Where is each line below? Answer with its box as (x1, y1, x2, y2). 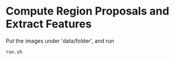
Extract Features (6, 17, 92, 31)
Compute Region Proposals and (6, 4, 169, 18)
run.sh (6, 48, 23, 55)
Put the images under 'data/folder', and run (6, 37, 114, 44)
